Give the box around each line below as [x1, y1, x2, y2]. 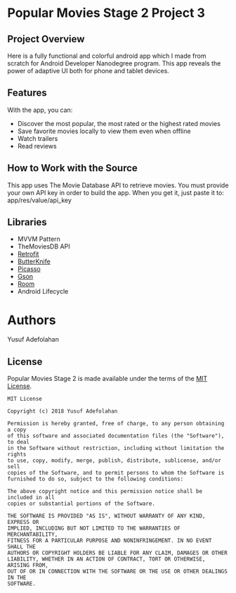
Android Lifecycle [17, 287, 69, 296]
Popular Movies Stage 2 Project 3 [7, 5, 206, 21]
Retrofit [17, 250, 39, 258]
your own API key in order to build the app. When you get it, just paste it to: [7, 188, 225, 196]
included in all [7, 494, 55, 501]
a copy [7, 426, 27, 434]
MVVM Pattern [17, 235, 61, 244]
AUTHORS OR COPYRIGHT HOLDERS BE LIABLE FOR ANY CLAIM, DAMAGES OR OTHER [7, 549, 228, 557]
